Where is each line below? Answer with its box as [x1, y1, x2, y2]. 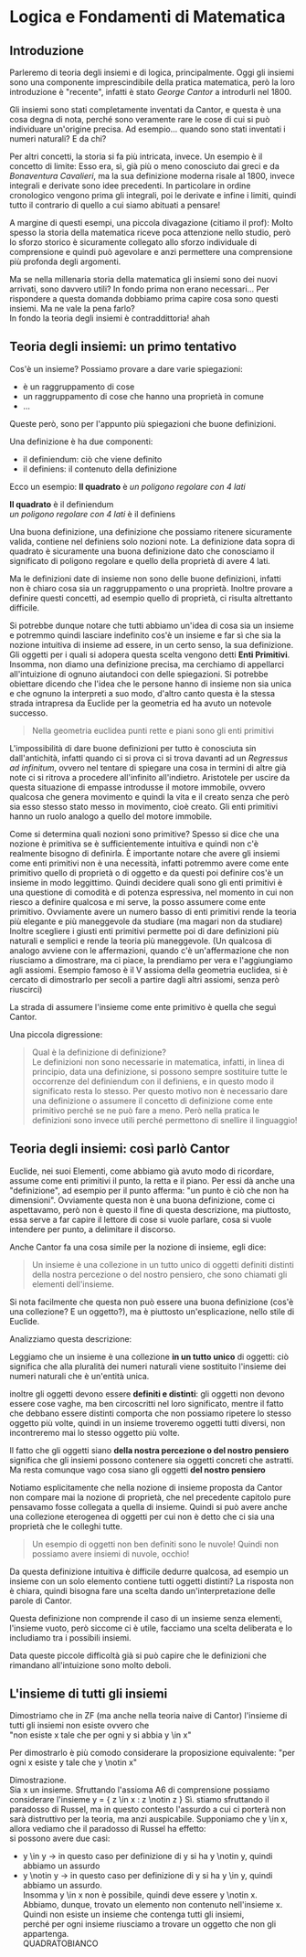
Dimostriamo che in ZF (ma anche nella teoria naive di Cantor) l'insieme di [9, 1710, 288, 1721]
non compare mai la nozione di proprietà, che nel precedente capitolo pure [9, 1492, 291, 1503]
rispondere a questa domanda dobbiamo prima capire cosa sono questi [9, 293, 279, 303]
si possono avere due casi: [9, 1833, 111, 1844]
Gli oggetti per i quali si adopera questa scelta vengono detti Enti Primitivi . [9, 649, 290, 660]
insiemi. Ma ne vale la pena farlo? [9, 303, 135, 314]
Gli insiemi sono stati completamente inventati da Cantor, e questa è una [9, 104, 281, 115]
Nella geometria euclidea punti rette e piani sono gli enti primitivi [31, 725, 274, 736]
